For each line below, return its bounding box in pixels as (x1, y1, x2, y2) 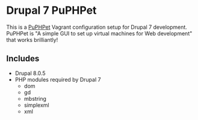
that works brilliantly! (6, 36, 58, 43)
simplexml (23, 101, 49, 109)
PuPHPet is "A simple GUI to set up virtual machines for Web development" (6, 29, 193, 37)
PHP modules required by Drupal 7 (14, 76, 101, 83)
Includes (6, 53, 40, 64)
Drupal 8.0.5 (14, 70, 46, 77)
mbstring (23, 95, 47, 102)
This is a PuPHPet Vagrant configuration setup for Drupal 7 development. (6, 23, 188, 31)
